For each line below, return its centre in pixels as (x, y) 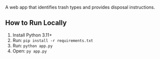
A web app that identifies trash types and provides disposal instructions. (80, 7)
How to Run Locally (36, 23)
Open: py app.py (29, 51)
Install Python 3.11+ (32, 35)
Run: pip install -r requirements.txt (53, 40)
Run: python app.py (32, 45)
